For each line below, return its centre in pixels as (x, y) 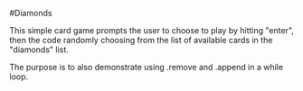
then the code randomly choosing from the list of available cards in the (141, 40)
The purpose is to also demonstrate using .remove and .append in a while (146, 67)
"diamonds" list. (39, 50)
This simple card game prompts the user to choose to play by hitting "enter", (151, 30)
